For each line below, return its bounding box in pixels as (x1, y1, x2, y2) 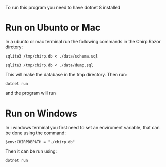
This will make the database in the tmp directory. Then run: (5, 71, 127, 77)
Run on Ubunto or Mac (5, 22, 101, 33)
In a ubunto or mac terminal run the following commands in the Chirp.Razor (5, 38, 161, 44)
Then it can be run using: (5, 148, 57, 154)
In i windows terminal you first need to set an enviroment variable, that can (5, 124, 160, 130)
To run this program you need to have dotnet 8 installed (5, 5, 121, 10)
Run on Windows (5, 108, 78, 119)
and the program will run (5, 90, 56, 96)
